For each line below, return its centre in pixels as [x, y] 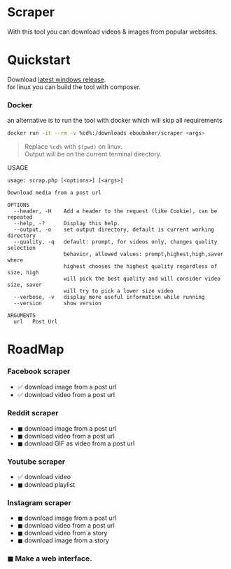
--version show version [57, 303]
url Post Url [36, 322]
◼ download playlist [46, 485]
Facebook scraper [39, 371]
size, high [23, 273]
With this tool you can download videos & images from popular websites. [112, 32]
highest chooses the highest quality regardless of [140, 267]
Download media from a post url [54, 193]
